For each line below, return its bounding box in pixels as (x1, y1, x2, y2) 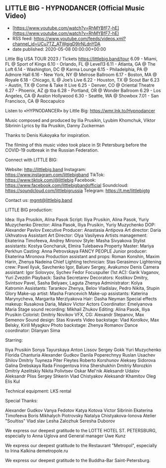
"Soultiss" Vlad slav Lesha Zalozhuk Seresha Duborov (5, 418, 115, 424)
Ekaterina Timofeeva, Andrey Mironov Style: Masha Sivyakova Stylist (5, 237, 146, 243)
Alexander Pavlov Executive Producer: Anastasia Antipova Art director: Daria (5, 227, 161, 233)
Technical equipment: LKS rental (5, 388, 72, 394)
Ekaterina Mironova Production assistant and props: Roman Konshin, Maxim (5, 253, 160, 259)
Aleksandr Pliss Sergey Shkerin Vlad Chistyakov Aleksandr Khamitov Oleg (5, 373, 156, 379)
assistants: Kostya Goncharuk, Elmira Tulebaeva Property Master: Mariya (5, 243, 154, 249)
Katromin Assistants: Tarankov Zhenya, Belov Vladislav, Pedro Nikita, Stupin (5, 285, 160, 291)
